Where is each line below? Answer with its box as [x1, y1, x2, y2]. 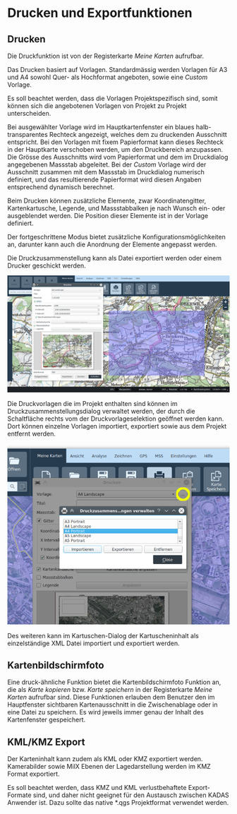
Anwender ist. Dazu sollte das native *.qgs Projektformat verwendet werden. [7, 798, 229, 807]
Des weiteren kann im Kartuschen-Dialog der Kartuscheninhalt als [7, 631, 200, 640]
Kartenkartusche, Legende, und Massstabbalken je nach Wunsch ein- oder [7, 204, 226, 213]
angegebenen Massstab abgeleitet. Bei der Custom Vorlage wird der [7, 160, 207, 169]
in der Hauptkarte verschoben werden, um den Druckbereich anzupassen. [7, 145, 224, 153]
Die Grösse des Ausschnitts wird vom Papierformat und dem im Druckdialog [7, 153, 229, 161]
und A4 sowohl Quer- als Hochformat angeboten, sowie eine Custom [7, 73, 208, 81]
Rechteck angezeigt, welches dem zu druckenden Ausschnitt [49, 131, 227, 138]
